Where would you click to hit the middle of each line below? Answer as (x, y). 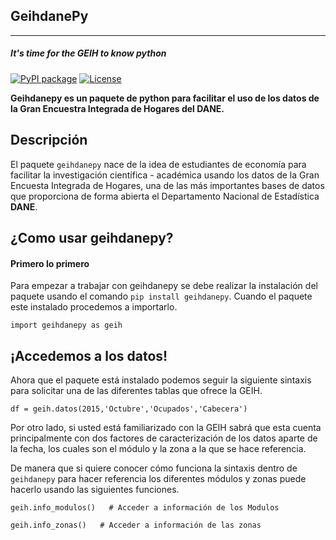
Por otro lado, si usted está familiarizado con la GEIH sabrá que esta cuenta (166, 427)
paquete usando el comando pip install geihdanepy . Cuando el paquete (161, 296)
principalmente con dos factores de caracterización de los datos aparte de (164, 438)
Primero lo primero (50, 263)
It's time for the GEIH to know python (88, 53)
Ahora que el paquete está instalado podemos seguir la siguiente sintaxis (161, 380)
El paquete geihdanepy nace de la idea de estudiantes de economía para (158, 164)
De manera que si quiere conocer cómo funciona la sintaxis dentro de (154, 468)
